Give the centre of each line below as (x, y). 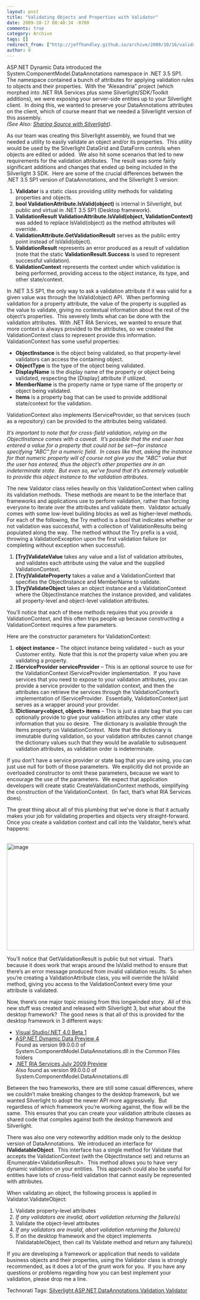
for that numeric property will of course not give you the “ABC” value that (97, 458)
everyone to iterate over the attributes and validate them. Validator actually (99, 507)
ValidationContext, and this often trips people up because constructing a (96, 619)
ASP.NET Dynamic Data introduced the (54, 67)
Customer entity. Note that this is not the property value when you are (101, 654)
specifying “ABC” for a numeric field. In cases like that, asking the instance (99, 451)
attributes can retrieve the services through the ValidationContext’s (97, 692)
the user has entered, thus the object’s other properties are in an (86, 464)
